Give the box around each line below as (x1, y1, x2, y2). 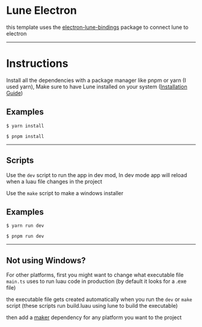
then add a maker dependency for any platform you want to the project (6, 314, 182, 321)
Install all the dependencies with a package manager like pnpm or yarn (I (6, 76, 186, 84)
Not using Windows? (6, 255, 86, 266)
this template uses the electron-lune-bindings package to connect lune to (6, 23, 189, 31)
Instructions (6, 57, 69, 70)
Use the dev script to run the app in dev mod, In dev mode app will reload (6, 171, 188, 178)
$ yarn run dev (6, 223, 44, 229)
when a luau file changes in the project (6, 178, 102, 185)
